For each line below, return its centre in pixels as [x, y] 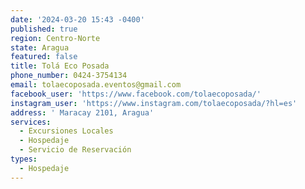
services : [31, 122]
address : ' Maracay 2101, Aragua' [82, 112]
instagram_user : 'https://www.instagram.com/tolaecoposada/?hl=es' [154, 103]
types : [24, 159]
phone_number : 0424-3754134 [69, 76]
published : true [44, 29]
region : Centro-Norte [55, 38]
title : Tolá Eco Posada [60, 66]
